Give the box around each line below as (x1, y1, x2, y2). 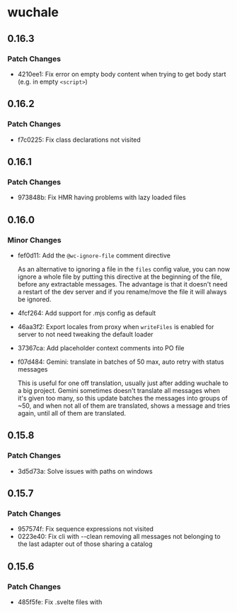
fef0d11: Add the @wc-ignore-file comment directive (17, 251, 171, 260)
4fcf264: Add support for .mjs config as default (17, 308, 156, 317)
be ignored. (17, 295, 52, 304)
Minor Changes (7, 235, 62, 245)
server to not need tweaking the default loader (17, 330, 154, 338)
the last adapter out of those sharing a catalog (17, 540, 153, 548)
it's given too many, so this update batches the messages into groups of (17, 394, 229, 402)
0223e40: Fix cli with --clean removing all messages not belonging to (17, 533, 221, 541)
